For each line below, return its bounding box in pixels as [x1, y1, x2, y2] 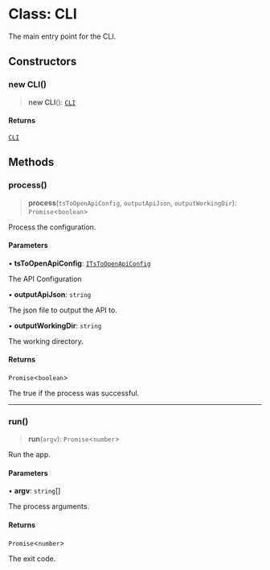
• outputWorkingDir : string [8, 320, 102, 330]
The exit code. [8, 553, 56, 564]
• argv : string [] [8, 486, 61, 496]
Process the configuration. [8, 222, 96, 232]
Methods [8, 155, 55, 169]
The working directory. [8, 336, 84, 346]
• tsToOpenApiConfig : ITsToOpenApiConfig [8, 258, 151, 268]
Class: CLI [8, 5, 78, 23]
